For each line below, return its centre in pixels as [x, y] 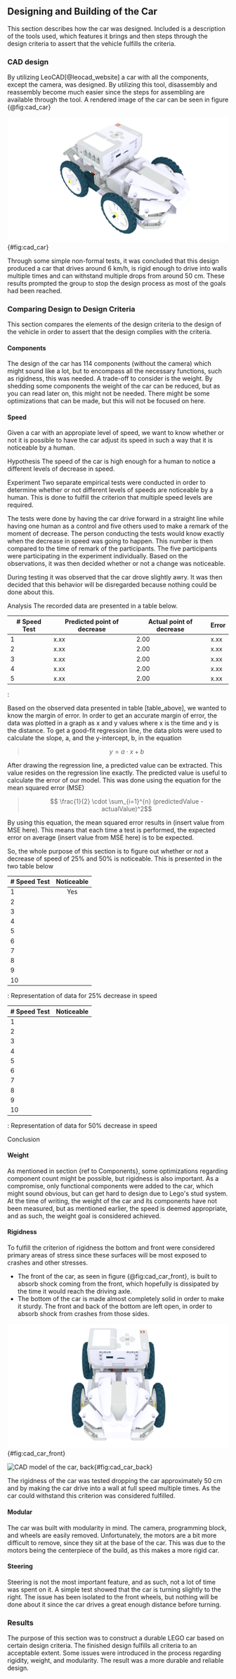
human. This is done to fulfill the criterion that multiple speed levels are [110, 498]
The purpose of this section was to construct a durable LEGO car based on [116, 1638]
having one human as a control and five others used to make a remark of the [118, 526]
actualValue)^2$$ [127, 808]
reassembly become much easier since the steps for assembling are [106, 92]
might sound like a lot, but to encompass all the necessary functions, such [115, 371]
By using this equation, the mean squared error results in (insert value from [116, 822]
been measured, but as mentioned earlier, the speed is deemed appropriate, [118, 1208]
